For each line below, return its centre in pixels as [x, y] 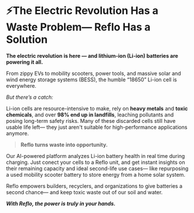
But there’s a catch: [30, 97]
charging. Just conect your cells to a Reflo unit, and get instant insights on [96, 162]
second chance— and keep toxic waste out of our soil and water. [84, 192]
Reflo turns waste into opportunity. [64, 145]
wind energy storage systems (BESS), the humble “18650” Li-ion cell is [91, 80]
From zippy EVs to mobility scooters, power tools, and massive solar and [94, 73]
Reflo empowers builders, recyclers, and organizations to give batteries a [94, 186]
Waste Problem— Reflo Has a [78, 27]
